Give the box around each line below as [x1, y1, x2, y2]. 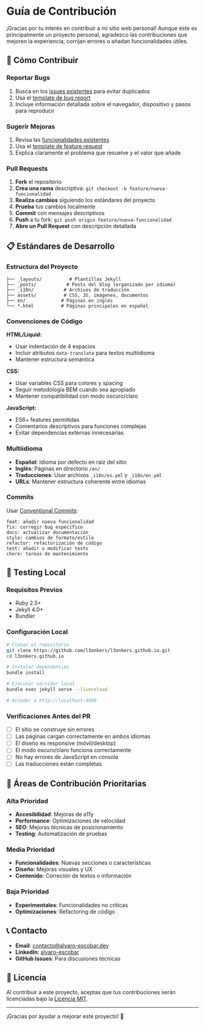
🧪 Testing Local [6, 567, 66, 578]
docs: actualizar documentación [6, 529, 88, 535]
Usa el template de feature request [15, 142, 103, 150]
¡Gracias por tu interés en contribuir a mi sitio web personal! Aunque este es [6, 24, 198, 32]
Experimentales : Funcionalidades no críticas [15, 901, 128, 909]
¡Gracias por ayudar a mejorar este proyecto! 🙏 [6, 1013, 124, 1020]
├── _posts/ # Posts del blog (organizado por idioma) [6, 281, 176, 288]
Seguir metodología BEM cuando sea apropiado [15, 386, 135, 394]
